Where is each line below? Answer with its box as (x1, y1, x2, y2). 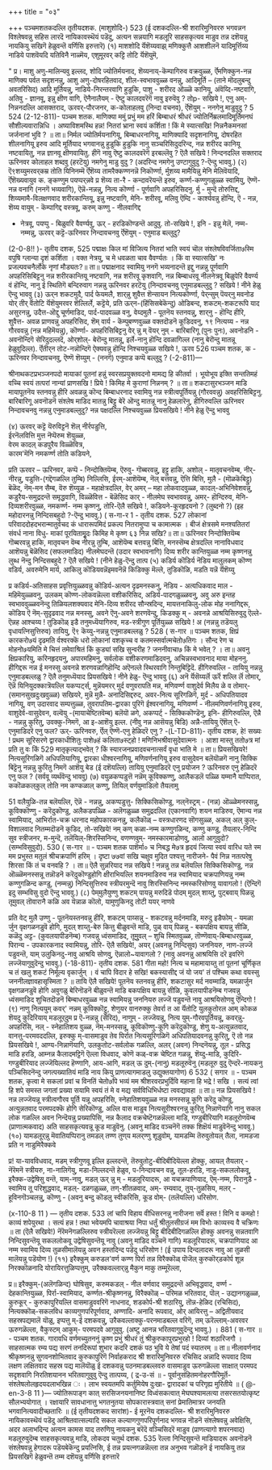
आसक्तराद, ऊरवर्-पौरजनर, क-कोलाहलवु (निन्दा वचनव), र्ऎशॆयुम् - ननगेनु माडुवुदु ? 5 (36, 103, 254, 112)
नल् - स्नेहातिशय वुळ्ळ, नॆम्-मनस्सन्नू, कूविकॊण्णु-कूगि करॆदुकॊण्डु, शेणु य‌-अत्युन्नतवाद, (35, 1022, 249, 1032)
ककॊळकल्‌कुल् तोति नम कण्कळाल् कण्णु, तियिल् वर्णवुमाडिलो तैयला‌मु (8, 781, 179, 790)
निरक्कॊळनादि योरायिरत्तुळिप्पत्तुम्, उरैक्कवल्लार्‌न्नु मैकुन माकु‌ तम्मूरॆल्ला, (8, 1263, 182, 1272)
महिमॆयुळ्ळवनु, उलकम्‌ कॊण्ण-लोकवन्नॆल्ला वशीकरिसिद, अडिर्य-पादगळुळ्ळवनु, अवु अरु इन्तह (8, 590, 236, 600)
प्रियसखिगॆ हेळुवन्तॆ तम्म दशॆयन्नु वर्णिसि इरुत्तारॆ (8, 1452, 119, 1461)
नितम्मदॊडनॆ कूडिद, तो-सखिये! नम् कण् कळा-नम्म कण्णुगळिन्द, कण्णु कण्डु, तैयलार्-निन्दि (35, 824, 257, 834)
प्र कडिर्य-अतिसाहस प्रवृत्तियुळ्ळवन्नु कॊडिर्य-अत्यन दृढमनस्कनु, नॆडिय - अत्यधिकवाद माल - (8, 581, 233, 590)
